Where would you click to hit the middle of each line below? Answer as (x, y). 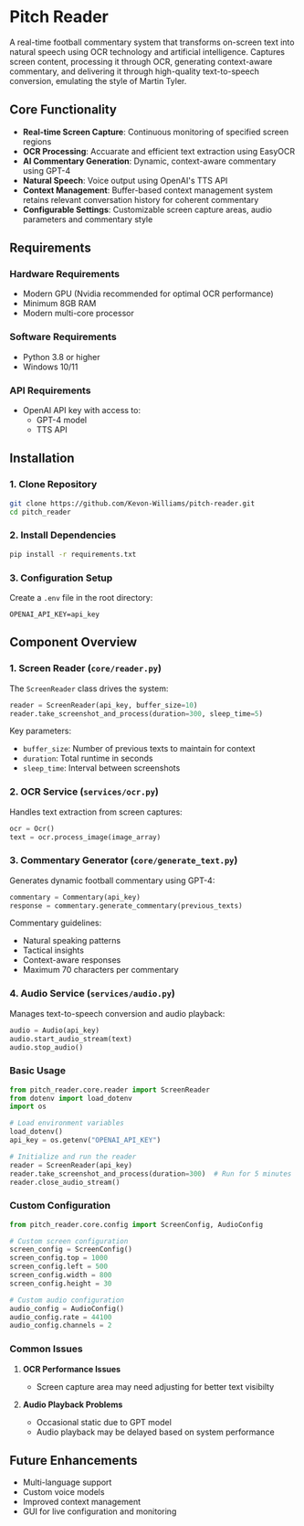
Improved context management (82, 1502)
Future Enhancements (74, 1461)
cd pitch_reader (40, 512)
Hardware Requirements (65, 274)
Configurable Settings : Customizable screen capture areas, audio (147, 209)
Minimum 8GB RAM (59, 304)
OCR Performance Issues (72, 1369)
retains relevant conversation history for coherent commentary (141, 199)
